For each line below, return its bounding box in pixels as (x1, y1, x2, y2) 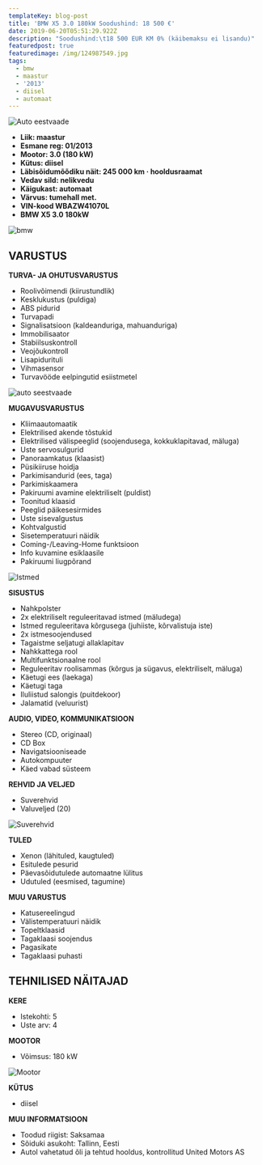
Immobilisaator (19, 329, 70, 339)
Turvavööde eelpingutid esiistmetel (19, 372, 137, 382)
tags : (8, 57, 27, 66)
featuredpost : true (8, 42, 74, 50)
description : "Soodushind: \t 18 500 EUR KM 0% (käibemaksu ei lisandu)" (8, 34, 255, 43)
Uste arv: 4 (19, 1020, 58, 1030)
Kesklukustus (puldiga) (19, 294, 97, 304)
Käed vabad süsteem (19, 764, 91, 773)
